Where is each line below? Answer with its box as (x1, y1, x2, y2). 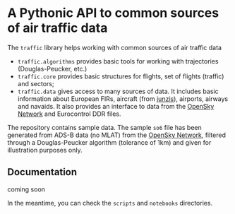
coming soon (7, 185, 46, 194)
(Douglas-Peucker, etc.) (17, 64, 88, 73)
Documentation (7, 166, 78, 178)
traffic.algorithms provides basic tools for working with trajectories (17, 57, 219, 65)
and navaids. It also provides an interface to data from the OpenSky (17, 102, 215, 110)
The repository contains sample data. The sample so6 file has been (7, 123, 203, 131)
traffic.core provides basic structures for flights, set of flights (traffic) (17, 72, 224, 81)
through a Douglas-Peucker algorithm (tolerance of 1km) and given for (7, 138, 212, 146)
